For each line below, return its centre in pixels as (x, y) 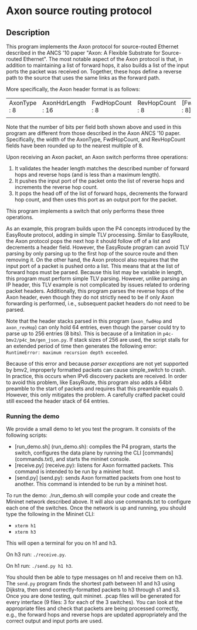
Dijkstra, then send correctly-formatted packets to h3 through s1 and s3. (93, 590)
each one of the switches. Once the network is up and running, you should (96, 508)
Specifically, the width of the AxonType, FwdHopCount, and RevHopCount (96, 139)
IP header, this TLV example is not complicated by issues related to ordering (98, 285)
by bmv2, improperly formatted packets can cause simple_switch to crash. (96, 370)
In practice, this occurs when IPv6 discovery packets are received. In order (97, 376)
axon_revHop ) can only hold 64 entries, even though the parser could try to (96, 327)
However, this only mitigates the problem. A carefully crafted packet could (96, 395)
